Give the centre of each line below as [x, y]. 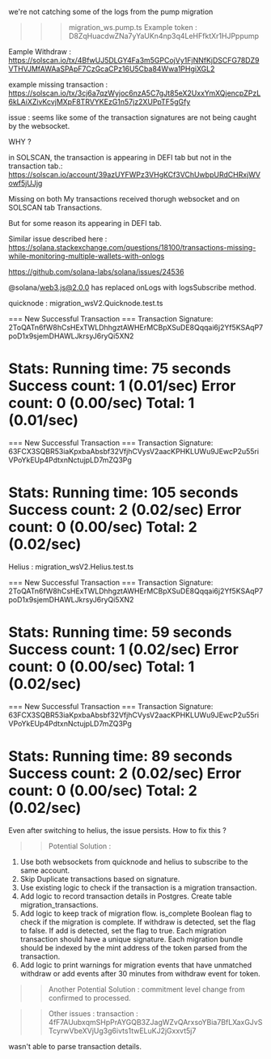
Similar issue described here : [58, 239]
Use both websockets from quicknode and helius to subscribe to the [134, 861]
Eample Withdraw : [40, 51]
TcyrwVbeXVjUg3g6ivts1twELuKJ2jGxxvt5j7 [122, 1031]
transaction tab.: [36, 166]
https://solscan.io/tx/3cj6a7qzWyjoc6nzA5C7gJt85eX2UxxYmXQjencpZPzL [135, 93]
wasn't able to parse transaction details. [75, 1046]
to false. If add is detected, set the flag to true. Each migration [123, 930]
